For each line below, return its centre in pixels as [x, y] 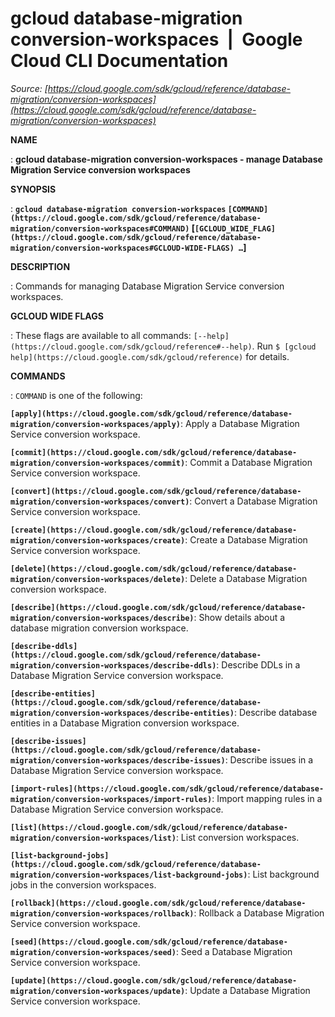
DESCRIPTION [40, 266]
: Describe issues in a [269, 759]
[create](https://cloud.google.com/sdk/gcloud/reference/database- [154, 530]
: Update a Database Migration [247, 990]
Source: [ [29, 88]
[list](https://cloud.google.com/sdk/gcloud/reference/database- [149, 827]
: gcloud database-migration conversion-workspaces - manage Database [166, 159]
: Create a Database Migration [246, 539]
